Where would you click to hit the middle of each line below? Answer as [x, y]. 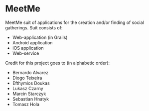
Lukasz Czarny [28, 88]
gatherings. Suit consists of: [34, 27]
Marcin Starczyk [29, 94]
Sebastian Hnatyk [30, 99]
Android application [33, 42]
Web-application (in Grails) [40, 37]
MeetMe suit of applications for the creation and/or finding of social [75, 22]
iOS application [28, 48]
